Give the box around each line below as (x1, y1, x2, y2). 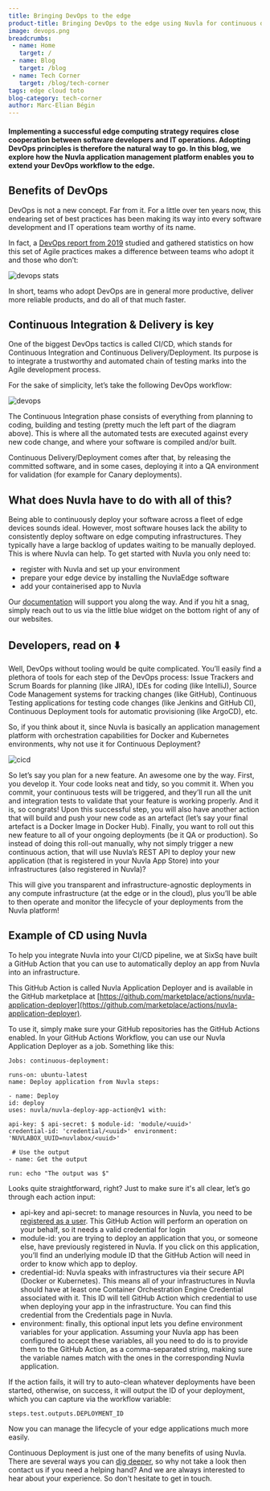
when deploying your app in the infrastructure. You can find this (19, 1301, 231, 1311)
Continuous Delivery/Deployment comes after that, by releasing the (8, 453, 231, 462)
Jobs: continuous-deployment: (8, 1057, 110, 1065)
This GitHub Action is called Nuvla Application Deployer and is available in (8, 983, 253, 992)
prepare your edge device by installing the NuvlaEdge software (19, 573, 230, 583)
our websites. (8, 614, 54, 624)
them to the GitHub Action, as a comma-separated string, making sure (19, 1344, 253, 1353)
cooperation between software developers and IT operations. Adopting (8, 134, 251, 145)
